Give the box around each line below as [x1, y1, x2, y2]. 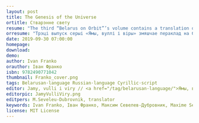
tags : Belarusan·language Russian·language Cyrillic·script [6, 80, 158, 86]
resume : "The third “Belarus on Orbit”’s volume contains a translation [6, 25, 190, 31]
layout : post [6, 8, 38, 15]
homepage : [6, 42, 31, 48]
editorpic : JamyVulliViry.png [6, 91, 81, 97]
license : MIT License [6, 108, 60, 114]
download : [6, 47, 31, 53]
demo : [6, 53, 20, 59]
